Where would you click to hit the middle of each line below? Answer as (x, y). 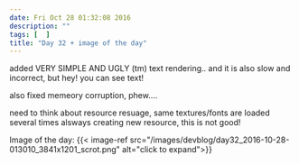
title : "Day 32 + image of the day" (78, 43)
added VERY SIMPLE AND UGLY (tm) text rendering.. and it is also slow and (150, 68)
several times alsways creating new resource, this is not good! (125, 123)
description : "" (40, 26)
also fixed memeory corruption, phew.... (84, 96)
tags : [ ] (30, 34)
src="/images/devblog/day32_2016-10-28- (210, 140)
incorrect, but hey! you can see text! (77, 78)
